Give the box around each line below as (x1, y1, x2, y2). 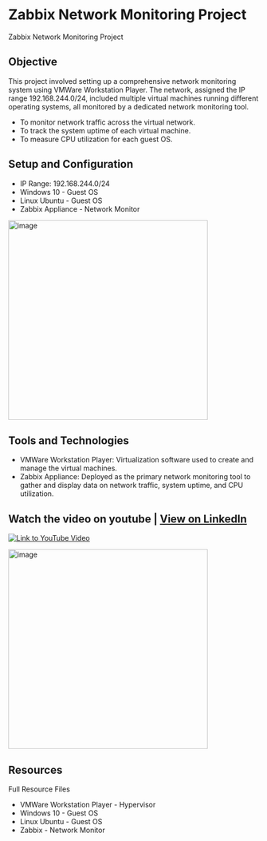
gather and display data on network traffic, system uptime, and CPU (19, 481, 244, 490)
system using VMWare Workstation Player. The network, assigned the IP (8, 85, 245, 94)
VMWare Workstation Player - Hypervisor (19, 800, 156, 809)
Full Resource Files (8, 784, 70, 794)
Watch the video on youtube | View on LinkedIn (8, 512, 247, 526)
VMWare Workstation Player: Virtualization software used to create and (19, 455, 253, 465)
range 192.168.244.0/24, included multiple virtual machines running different (8, 93, 259, 103)
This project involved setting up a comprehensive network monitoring (8, 76, 237, 85)
